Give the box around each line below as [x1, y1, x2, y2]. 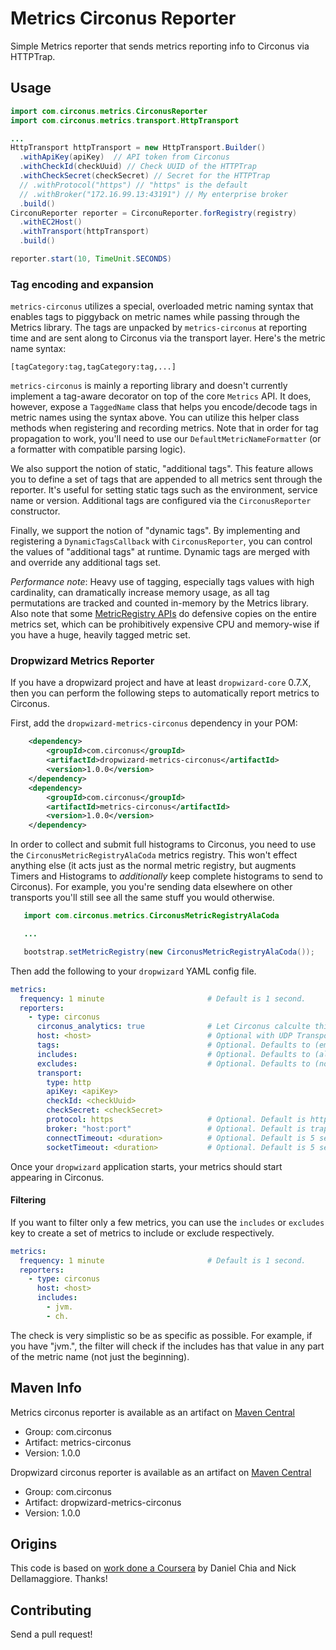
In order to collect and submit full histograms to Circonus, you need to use [10, 838, 317, 851]
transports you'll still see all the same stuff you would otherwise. [10, 892, 275, 904]
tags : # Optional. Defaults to [36, 1040, 311, 1051]
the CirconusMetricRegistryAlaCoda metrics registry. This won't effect [10, 849, 298, 861]
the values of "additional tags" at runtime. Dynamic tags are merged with [10, 546, 311, 558]
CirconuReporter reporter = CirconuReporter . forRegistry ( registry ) [10, 208, 298, 218]
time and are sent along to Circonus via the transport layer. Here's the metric [10, 332, 326, 344]
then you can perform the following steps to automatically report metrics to [10, 687, 320, 699]
